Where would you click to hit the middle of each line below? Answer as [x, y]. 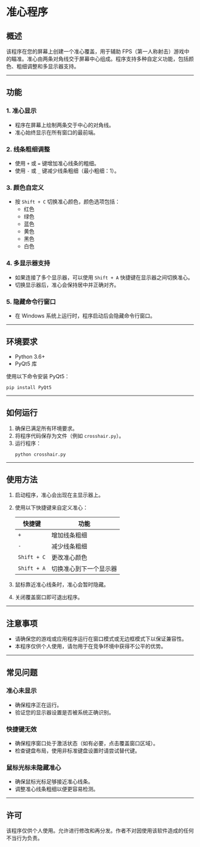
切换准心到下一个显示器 [84, 569]
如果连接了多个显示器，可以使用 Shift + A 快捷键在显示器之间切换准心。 [104, 277]
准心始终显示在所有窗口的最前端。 [57, 132]
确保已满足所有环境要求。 [46, 428]
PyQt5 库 [26, 363]
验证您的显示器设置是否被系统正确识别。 [64, 712]
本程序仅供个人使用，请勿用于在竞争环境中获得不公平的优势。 [90, 647]
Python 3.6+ [30, 356]
